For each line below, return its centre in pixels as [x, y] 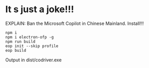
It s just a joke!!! [40, 9]
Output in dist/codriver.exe [33, 60]
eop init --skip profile [32, 46]
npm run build [21, 42]
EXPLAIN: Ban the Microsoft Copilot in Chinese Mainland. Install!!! [74, 23]
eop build [16, 50]
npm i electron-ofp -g [30, 37]
